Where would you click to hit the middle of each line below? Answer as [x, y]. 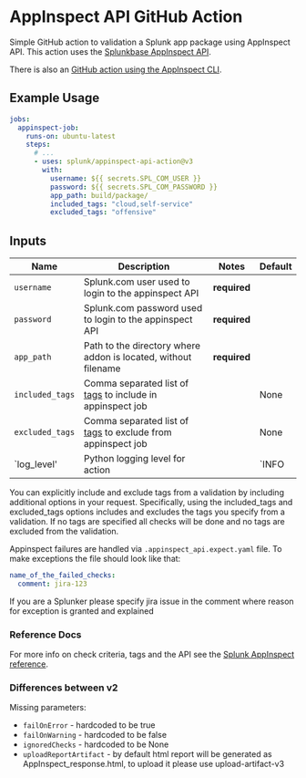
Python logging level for [134, 459]
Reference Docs [46, 634]
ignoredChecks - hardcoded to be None [96, 744]
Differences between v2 [64, 688]
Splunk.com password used [143, 308]
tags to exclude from [127, 432]
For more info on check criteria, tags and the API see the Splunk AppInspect [152, 655]
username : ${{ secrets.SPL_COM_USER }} [126, 178]
